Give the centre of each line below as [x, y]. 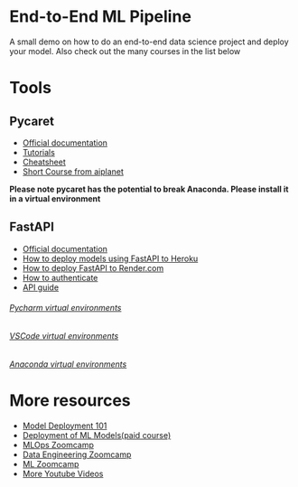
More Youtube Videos [63, 473]
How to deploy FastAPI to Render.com [93, 267]
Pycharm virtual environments [65, 308]
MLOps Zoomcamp [58, 445]
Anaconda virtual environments [68, 364]
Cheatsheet [44, 162]
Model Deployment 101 [65, 426]
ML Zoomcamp [51, 464]
